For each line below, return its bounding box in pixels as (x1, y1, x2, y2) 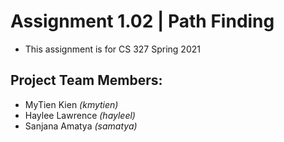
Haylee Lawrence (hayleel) (24, 109, 136, 121)
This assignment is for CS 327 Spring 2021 (24, 43, 201, 55)
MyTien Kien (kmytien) (24, 98, 119, 110)
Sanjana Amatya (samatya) (24, 120, 138, 132)
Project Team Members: (10, 72, 163, 89)
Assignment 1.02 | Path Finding (10, 10, 275, 33)
